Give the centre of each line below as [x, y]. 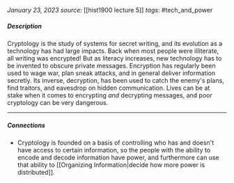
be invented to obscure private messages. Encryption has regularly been [111, 65]
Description [25, 26]
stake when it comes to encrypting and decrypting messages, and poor [110, 95]
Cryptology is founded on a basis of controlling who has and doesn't [116, 143]
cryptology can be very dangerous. [58, 102]
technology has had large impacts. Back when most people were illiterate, [113, 51]
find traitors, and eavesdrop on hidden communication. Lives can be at [109, 88]
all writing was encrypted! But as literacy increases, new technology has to [115, 58]
